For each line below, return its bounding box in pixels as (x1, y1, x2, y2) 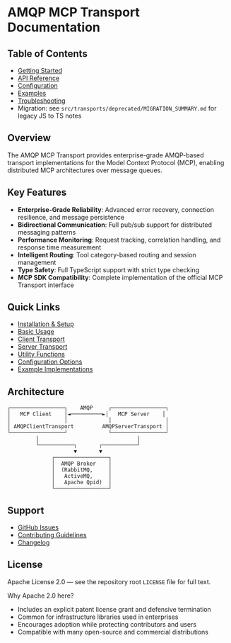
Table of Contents (7, 47, 88, 60)
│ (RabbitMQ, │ (52, 466, 112, 474)
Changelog (17, 538, 50, 547)
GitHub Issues (17, 523, 59, 532)
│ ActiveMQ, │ (52, 473, 112, 480)
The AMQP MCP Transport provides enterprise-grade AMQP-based (7, 150, 204, 160)
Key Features (7, 186, 67, 199)
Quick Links (7, 301, 61, 313)
